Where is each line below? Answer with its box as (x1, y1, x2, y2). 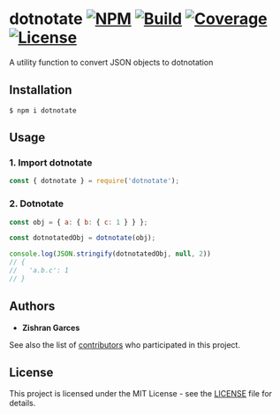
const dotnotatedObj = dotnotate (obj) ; (9, 234, 156, 242)
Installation (9, 82, 72, 97)
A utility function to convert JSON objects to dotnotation (9, 57, 214, 67)
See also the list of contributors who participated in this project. (9, 339, 241, 350)
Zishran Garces (21, 322, 80, 333)
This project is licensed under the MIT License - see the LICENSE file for (9, 388, 272, 399)
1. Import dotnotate (9, 157, 93, 169)
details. (9, 398, 36, 409)
